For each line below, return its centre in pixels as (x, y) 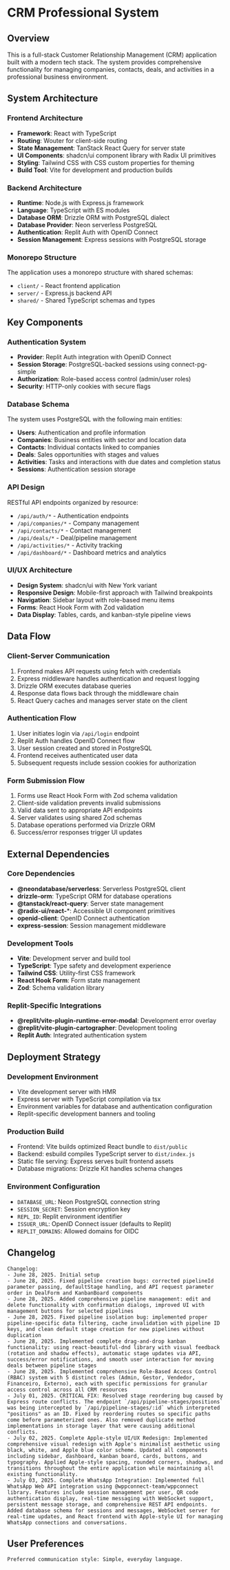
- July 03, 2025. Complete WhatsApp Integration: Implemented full (106, 1480)
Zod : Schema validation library (61, 988)
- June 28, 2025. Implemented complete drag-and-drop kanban (97, 1341)
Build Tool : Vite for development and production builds (95, 170)
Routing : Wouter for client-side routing (72, 140)
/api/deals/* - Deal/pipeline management (77, 537)
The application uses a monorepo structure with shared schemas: (100, 272)
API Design (26, 487)
